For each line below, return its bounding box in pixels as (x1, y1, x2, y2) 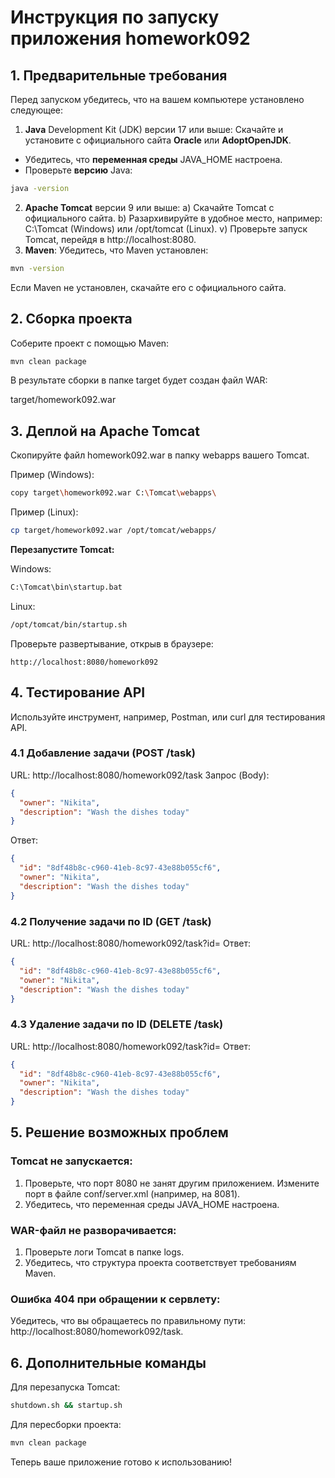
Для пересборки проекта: (10, 1419, 122, 1431)
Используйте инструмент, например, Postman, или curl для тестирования (10, 711, 326, 723)
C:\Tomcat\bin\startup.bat (10, 582, 123, 592)
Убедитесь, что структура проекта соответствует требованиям (24, 1257, 297, 1269)
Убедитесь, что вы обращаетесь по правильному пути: (10, 1315, 247, 1327)
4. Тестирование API (10, 684, 146, 701)
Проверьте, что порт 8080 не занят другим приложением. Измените (24, 1177, 320, 1189)
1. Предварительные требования (10, 67, 228, 84)
